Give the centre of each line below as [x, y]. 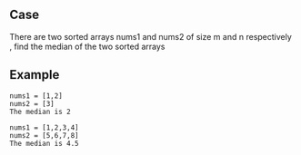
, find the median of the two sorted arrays [87, 46]
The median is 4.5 [44, 143]
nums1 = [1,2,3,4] [44, 127]
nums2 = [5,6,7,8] [44, 135]
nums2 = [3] [32, 103]
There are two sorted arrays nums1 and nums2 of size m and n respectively [151, 36]
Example [35, 75]
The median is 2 [40, 111]
